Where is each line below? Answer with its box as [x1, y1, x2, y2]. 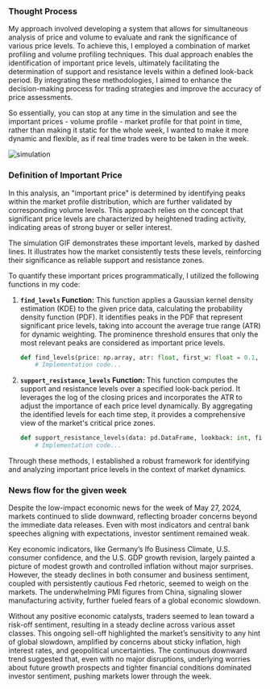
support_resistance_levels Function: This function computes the [19, 375, 239, 385]
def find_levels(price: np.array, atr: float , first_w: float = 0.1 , [19, 353, 260, 361]
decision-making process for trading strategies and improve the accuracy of [8, 84, 262, 94]
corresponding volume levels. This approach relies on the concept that [8, 205, 243, 215]
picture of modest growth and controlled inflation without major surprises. [8, 562, 254, 571]
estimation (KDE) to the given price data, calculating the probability [19, 303, 243, 313]
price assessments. [8, 93, 73, 102]
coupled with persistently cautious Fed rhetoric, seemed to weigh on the [8, 578, 249, 588]
